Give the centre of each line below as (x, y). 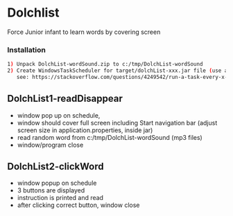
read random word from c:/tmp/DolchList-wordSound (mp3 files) (110, 137)
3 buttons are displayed (51, 190)
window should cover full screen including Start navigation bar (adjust (117, 123)
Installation (27, 50)
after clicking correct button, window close (78, 205)
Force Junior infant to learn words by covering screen (84, 32)
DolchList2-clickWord (55, 166)
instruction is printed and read (60, 198)
